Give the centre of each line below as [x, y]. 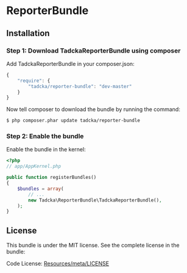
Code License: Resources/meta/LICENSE [58, 264]
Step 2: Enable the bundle [45, 136]
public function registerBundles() [51, 178]
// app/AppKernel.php [34, 166]
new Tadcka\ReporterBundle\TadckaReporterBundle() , [95, 200]
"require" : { [34, 81]
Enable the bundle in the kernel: [46, 150]
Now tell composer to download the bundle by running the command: [94, 109]
